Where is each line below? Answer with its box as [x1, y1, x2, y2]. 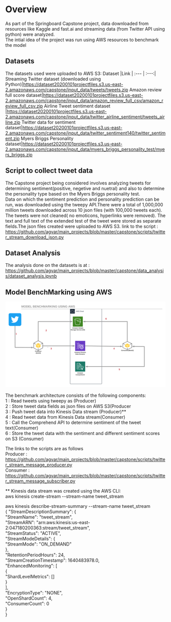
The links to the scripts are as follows [5, 445, 83, 451]
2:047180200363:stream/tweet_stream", [5, 525, 91, 531]
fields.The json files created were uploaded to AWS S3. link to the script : [5, 223, 158, 229]
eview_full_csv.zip [5, 103, 43, 109]
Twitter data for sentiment [21, 119, 76, 125]
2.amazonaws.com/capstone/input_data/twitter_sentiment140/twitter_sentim [5, 130, 166, 136]
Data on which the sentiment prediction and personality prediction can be [5, 196, 159, 202]
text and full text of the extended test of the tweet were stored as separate [5, 218, 161, 224]
